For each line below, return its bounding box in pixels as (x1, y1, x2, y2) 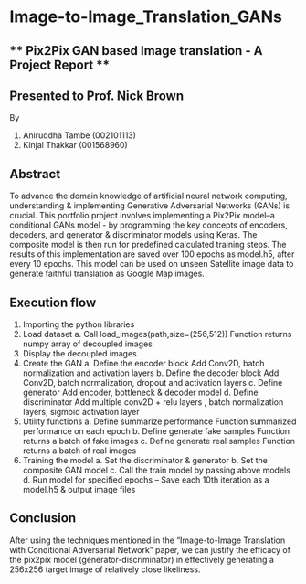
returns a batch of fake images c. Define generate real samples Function (22, 436, 295, 447)
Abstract (9, 166, 61, 182)
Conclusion (9, 510, 77, 526)
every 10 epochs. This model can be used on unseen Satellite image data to (9, 259, 294, 270)
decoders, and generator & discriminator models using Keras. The (9, 229, 258, 240)
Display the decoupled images (22, 348, 137, 359)
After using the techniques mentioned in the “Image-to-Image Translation (9, 535, 286, 546)
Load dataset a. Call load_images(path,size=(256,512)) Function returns (22, 329, 292, 340)
